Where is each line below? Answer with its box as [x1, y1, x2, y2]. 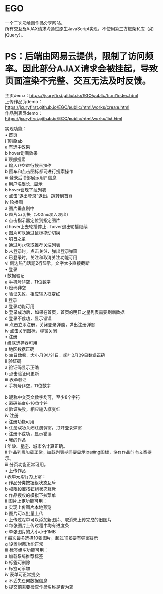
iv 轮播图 [5, 199, 23, 205]
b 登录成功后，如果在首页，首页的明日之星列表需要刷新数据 [5, 309, 125, 315]
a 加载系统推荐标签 [5, 553, 43, 559]
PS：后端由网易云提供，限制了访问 [5, 51, 145, 62]
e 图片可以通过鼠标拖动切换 [5, 230, 61, 236]
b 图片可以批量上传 [5, 510, 44, 516]
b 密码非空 [5, 285, 26, 290]
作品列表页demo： [5, 110, 43, 116]
